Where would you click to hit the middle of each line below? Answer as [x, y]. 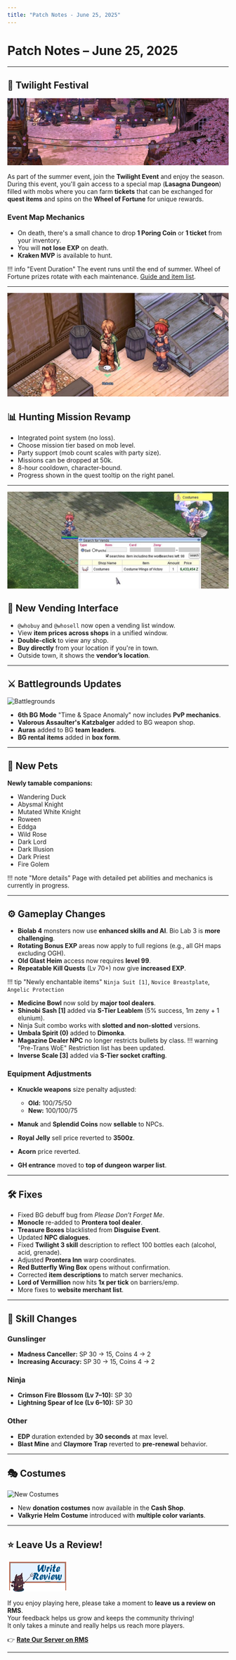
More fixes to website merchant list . [71, 1290]
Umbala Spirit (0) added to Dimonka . [72, 1033]
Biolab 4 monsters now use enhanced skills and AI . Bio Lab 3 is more [119, 931]
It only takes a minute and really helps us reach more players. [96, 1625]
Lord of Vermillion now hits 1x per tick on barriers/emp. [98, 1282]
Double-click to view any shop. [63, 640]
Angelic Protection [36, 990]
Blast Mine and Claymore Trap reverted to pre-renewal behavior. [112, 1444]
